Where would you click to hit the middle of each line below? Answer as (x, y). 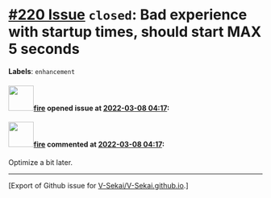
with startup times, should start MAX (135, 32)
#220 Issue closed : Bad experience (128, 15)
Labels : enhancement (42, 71)
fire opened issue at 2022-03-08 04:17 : (102, 108)
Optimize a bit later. (41, 162)
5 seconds (44, 49)
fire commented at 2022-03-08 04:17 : (99, 144)
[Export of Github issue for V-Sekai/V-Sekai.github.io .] (98, 185)
